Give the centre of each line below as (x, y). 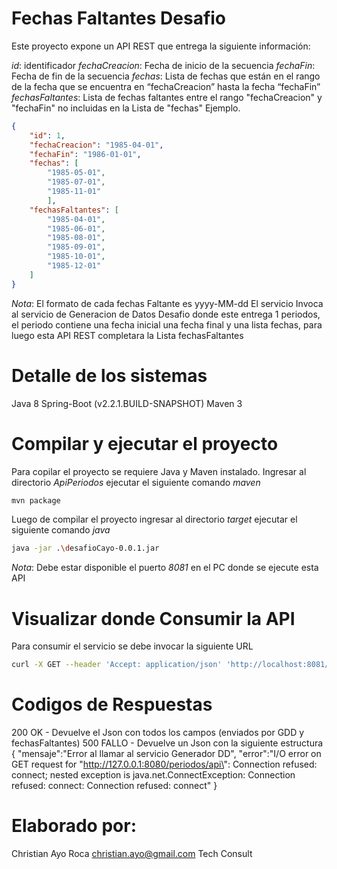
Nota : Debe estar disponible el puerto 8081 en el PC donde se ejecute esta (165, 568)
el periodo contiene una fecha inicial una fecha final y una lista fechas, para (167, 324)
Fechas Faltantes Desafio (119, 18)
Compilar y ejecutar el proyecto (145, 443)
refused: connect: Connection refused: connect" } (114, 786)
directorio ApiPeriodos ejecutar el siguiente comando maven (136, 482)
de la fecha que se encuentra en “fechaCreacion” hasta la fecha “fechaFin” (166, 86)
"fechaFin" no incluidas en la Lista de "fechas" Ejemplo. (126, 108)
